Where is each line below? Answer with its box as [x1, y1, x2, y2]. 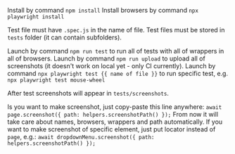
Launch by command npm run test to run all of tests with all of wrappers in [7, 47, 224, 55]
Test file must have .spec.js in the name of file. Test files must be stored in [7, 26, 225, 34]
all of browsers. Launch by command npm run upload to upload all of [7, 54, 205, 63]
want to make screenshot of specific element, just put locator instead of [7, 125, 216, 133]
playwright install [7, 13, 65, 20]
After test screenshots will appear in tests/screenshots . [7, 89, 169, 97]
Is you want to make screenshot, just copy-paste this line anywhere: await [7, 103, 222, 111]
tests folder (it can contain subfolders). [7, 33, 122, 41]
